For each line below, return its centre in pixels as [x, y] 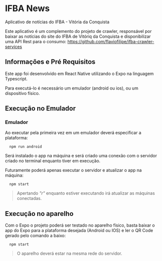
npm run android [26, 147]
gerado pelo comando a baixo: [36, 236]
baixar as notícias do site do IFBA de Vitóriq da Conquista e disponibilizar [78, 36]
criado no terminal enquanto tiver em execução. [53, 161]
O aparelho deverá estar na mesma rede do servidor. [69, 253]
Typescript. [16, 78]
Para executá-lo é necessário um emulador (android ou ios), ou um [72, 88]
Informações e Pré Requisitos [50, 62]
